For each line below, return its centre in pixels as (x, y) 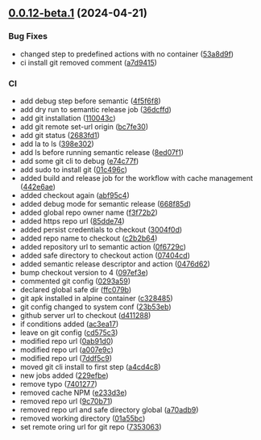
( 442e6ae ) (38, 186)
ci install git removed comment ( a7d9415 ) (88, 62)
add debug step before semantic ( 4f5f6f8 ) (90, 101)
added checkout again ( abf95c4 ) (75, 195)
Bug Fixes (28, 36)
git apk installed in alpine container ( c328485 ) (96, 298)
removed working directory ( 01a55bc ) (83, 418)
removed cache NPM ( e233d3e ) (73, 392)
